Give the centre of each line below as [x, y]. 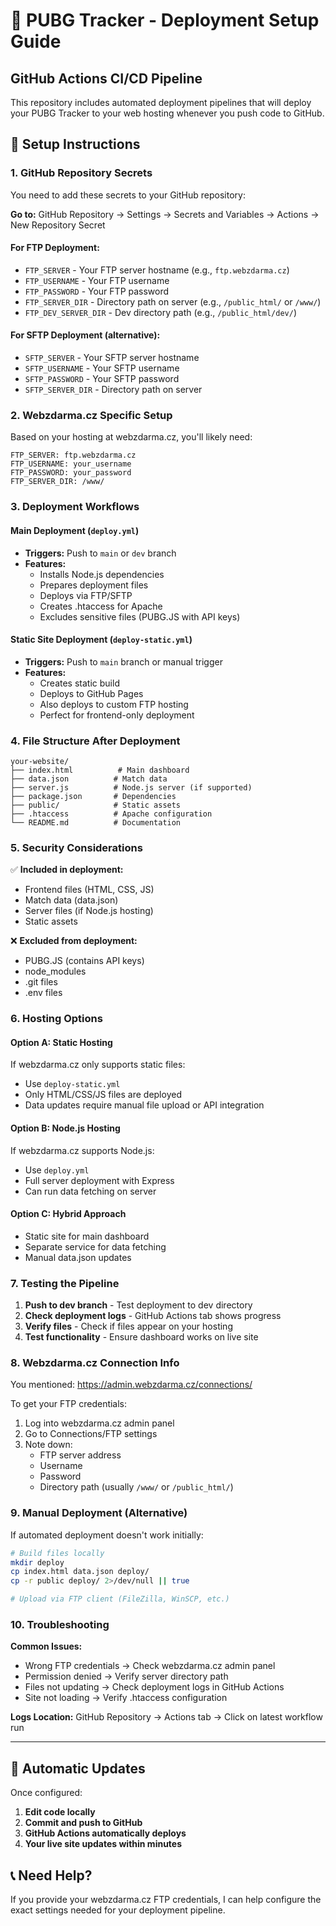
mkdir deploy [37, 1562]
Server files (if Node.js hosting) [89, 911]
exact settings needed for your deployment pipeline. [118, 1910]
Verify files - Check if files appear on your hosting [128, 1326]
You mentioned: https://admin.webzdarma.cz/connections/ [131, 1385]
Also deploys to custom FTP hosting [114, 704]
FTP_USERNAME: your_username [71, 464]
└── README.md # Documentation [96, 823]
